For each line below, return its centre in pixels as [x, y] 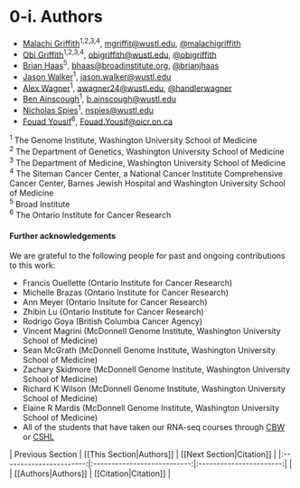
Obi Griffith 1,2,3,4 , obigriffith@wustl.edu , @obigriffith [119, 53]
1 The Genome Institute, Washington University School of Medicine [133, 139]
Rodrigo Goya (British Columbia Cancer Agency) [112, 321]
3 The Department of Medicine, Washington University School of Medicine [148, 162]
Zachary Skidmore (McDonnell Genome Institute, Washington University [156, 369]
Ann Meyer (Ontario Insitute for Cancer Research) [115, 302]
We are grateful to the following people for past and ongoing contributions [148, 256]
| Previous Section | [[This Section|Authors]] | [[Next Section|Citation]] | [143, 455]
